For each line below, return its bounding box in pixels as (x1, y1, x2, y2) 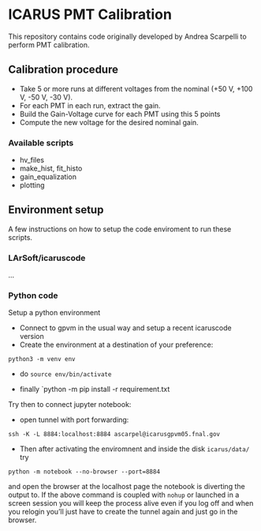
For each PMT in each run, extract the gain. (19, 100, 161, 110)
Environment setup (8, 203, 104, 217)
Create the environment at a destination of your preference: (19, 340, 214, 349)
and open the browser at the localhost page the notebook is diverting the (8, 482, 246, 491)
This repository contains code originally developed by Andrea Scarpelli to (8, 32, 247, 41)
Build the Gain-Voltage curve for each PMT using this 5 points (19, 109, 221, 119)
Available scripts (8, 137, 74, 148)
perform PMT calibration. (8, 40, 90, 49)
